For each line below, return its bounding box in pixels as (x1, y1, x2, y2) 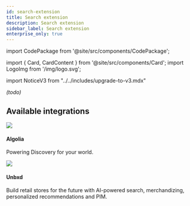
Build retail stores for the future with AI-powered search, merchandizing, (6, 187, 185, 194)
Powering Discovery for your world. (6, 149, 94, 156)
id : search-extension (6, 8, 60, 15)
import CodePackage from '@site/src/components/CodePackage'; (6, 47, 170, 54)
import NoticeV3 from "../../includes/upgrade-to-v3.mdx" (6, 77, 146, 84)
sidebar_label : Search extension (6, 25, 90, 32)
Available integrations (6, 106, 90, 116)
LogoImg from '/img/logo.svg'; (6, 65, 81, 72)
